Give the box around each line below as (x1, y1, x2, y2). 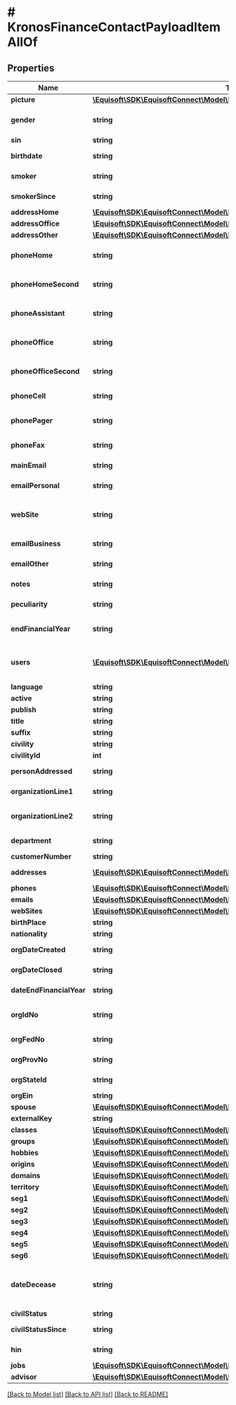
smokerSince (11, 191, 56, 201)
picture (11, 95, 36, 104)
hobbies (11, 1148, 39, 1157)
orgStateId (11, 1075, 47, 1084)
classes (11, 1125, 37, 1134)
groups (11, 1136, 36, 1146)
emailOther (11, 559, 49, 568)
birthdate (11, 151, 43, 160)
